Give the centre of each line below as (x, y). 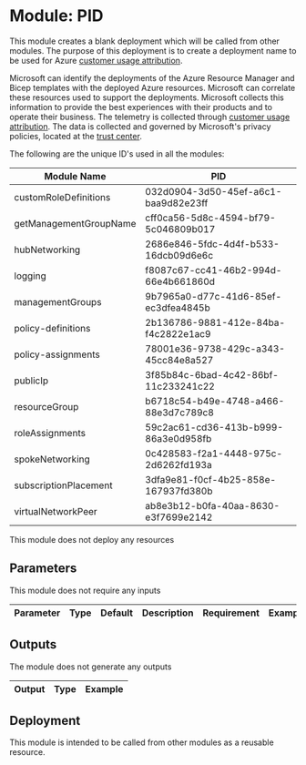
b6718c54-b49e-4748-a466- (215, 401)
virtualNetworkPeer (56, 511)
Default (117, 613)
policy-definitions (52, 328)
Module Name (75, 176)
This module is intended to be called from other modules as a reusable (142, 742)
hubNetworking (47, 250)
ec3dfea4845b (178, 308)
